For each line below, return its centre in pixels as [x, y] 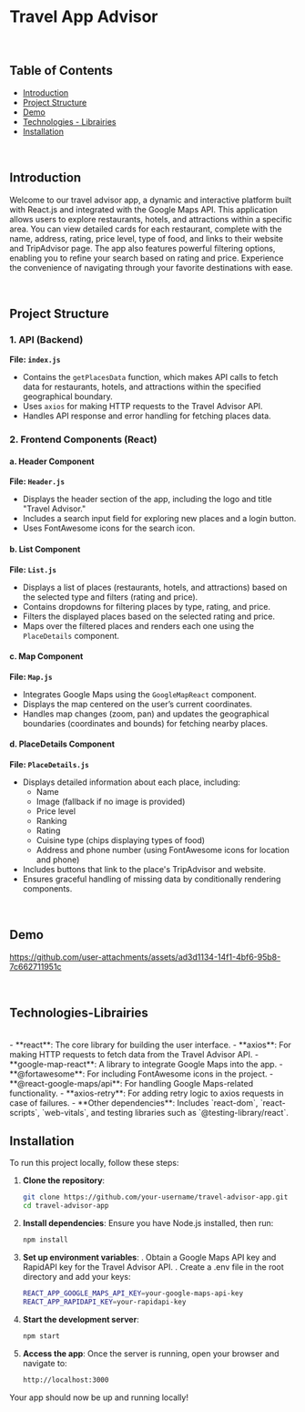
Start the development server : [81, 1319]
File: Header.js [37, 481]
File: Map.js [31, 676]
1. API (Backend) [46, 339]
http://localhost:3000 [66, 1380]
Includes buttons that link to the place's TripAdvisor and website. [144, 869]
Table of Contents [61, 71]
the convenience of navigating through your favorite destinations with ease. [151, 267]
